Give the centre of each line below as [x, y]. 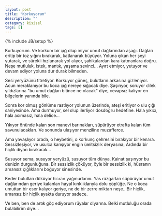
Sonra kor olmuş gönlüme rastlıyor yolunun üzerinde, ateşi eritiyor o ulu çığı [80, 105]
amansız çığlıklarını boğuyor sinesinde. [44, 169]
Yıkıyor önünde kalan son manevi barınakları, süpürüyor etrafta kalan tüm [78, 125]
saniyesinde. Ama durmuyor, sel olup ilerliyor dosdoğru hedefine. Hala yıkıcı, [81, 110]
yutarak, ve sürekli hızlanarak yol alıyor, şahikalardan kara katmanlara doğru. [81, 61]
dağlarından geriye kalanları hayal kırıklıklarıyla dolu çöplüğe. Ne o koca [76, 184]
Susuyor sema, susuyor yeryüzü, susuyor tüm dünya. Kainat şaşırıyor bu [77, 159]
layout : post [18, 9]
